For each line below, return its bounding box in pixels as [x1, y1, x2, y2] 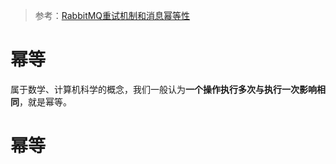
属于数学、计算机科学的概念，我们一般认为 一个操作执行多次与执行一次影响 [10, 83, 317, 95]
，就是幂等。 [19, 95, 72, 108]
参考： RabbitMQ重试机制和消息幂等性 [34, 10, 191, 21]
